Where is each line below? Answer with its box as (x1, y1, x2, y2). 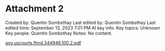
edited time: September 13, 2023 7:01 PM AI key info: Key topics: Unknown (5, 24, 160, 30)
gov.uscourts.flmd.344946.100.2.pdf (5, 39, 82, 45)
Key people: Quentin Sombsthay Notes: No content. (5, 30, 113, 36)
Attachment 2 (5, 3, 64, 14)
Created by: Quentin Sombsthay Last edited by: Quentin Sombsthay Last (5, 19, 156, 25)
